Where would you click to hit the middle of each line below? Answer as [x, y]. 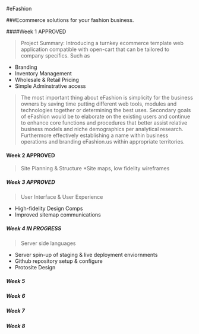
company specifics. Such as [55, 55]
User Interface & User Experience [62, 197]
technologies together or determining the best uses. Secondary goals [106, 110]
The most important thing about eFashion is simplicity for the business [107, 98]
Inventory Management [43, 73]
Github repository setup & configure [59, 261]
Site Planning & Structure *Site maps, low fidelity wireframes [95, 168]
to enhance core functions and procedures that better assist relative [104, 123]
